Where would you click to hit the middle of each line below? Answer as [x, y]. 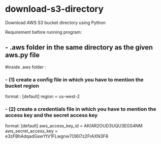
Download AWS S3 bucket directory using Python [55, 23]
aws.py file [22, 55]
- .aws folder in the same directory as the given [79, 48]
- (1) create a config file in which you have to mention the [74, 79]
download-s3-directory [54, 9]
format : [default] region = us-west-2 [42, 96]
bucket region [22, 86]
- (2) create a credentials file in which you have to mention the [81, 109]
